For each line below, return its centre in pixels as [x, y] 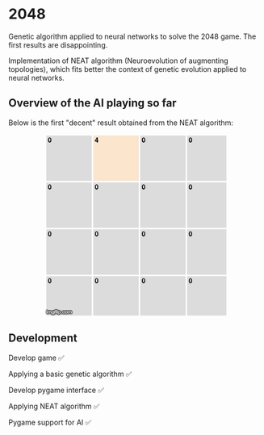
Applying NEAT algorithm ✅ [54, 406]
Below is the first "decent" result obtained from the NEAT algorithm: [121, 123]
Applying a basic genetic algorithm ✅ [70, 374]
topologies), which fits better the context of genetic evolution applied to [128, 69]
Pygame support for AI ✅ [50, 422]
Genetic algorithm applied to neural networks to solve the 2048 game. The [132, 36]
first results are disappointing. [58, 44]
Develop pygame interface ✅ [57, 390]
